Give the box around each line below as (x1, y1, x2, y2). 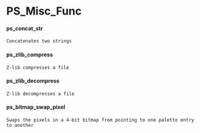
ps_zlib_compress (6, 50, 53, 58)
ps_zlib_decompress (6, 77, 60, 84)
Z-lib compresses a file (6, 64, 69, 70)
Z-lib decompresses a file (6, 90, 75, 97)
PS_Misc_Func (6, 4, 82, 18)
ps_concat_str (6, 24, 43, 32)
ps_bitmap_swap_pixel (6, 103, 66, 111)
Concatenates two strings (6, 38, 72, 44)
